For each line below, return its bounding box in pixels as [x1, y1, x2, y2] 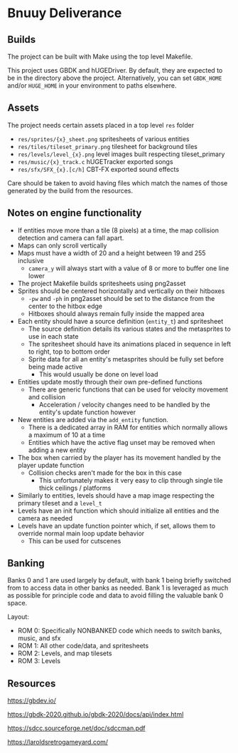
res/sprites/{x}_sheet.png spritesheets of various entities [17, 134, 190, 143]
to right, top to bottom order [28, 347, 110, 356]
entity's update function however [38, 408, 136, 416]
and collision [28, 392, 66, 401]
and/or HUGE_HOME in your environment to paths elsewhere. [7, 81, 177, 90]
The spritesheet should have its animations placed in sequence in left [28, 339, 231, 348]
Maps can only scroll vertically [17, 241, 107, 250]
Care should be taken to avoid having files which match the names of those [7, 178, 228, 187]
